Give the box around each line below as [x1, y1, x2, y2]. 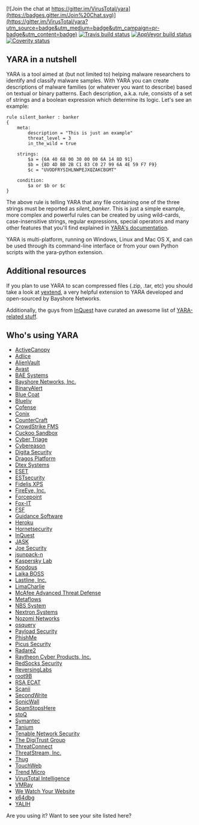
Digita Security [14, 449, 52, 456]
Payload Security [14, 627, 58, 635]
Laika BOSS [14, 570, 44, 577]
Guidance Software [14, 512, 63, 520]
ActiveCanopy [14, 346, 51, 353]
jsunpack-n [14, 551, 43, 558]
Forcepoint [14, 493, 42, 500]
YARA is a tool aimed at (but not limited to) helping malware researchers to [6, 70, 191, 78]
